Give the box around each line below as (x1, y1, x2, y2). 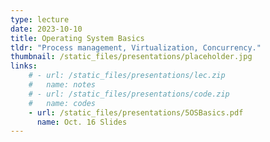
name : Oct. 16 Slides (36, 117, 128, 127)
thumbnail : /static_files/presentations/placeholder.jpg (10, 52, 253, 62)
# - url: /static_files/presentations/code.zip (28, 89, 230, 99)
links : (10, 61, 38, 71)
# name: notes (28, 80, 97, 90)
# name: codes (28, 98, 97, 108)
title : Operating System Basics (10, 33, 145, 43)
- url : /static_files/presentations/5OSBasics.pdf (28, 107, 244, 118)
